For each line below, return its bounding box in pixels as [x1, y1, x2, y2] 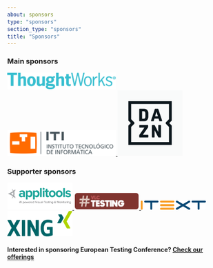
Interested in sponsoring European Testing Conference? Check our [7, 245, 203, 254]
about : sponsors [7, 11, 54, 18]
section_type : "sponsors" [7, 25, 81, 32]
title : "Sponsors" [7, 33, 60, 40]
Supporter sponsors [7, 166, 77, 176]
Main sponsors [7, 56, 59, 66]
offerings [7, 253, 34, 261]
